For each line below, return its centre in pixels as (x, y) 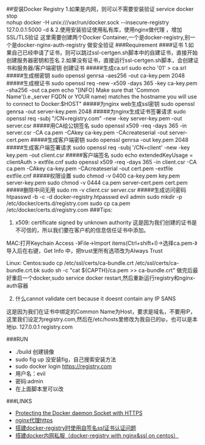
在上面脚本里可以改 (39, 389)
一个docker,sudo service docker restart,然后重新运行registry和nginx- (109, 278)
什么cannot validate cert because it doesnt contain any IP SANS (95, 298)
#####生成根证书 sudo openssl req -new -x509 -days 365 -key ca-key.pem (102, 83)
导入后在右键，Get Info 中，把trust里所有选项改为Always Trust (85, 251)
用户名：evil (30, 373)
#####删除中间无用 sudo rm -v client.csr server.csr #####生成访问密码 (96, 190)
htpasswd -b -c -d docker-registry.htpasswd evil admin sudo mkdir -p (94, 197)
